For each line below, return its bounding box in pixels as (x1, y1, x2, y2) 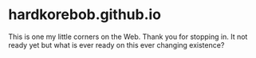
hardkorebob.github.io (8, 6, 162, 24)
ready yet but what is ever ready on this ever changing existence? (8, 40, 225, 49)
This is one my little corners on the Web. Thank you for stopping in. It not (8, 32, 248, 41)
